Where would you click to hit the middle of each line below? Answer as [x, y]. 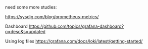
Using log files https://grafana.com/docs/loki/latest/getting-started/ [74, 41]
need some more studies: [31, 7]
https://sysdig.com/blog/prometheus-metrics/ [52, 17]
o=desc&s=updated [25, 31]
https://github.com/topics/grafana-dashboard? [76, 26]
